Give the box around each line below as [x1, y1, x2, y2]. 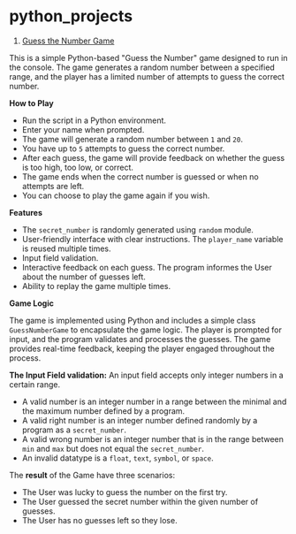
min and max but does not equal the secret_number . [21, 443, 205, 454]
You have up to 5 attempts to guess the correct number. [21, 143, 225, 154]
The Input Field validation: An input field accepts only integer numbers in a [9, 370, 285, 380]
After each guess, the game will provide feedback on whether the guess [21, 152, 285, 163]
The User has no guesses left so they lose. [21, 515, 178, 525]
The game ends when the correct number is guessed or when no [21, 171, 259, 182]
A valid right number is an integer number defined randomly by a [21, 415, 258, 425]
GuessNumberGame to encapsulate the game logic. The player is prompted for [9, 324, 283, 335]
